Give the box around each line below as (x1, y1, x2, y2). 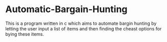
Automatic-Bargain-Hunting (5, 4, 128, 15)
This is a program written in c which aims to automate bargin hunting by (5, 20, 157, 26)
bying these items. (5, 31, 45, 37)
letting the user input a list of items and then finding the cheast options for (5, 25, 162, 31)
